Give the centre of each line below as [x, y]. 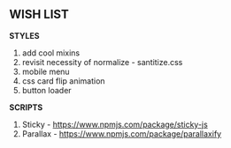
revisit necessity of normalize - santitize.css [102, 62]
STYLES [24, 35]
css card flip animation [63, 81]
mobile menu [46, 71]
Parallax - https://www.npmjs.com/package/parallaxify [122, 133]
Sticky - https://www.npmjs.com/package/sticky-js [115, 124]
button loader [47, 90]
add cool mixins [51, 53]
